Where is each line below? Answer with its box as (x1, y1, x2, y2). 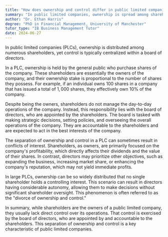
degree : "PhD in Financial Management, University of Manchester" (5, 21, 146, 27)
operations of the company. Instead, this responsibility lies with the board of (5, 106, 162, 112)
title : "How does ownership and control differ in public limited (5, 7, 146, 13)
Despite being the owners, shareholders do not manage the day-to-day (5, 101, 152, 107)
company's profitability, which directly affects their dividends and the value (5, 148, 160, 154)
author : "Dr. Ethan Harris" (5, 17, 64, 22)
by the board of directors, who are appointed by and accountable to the (5, 215, 152, 221)
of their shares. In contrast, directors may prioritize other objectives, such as (5, 153, 163, 159)
